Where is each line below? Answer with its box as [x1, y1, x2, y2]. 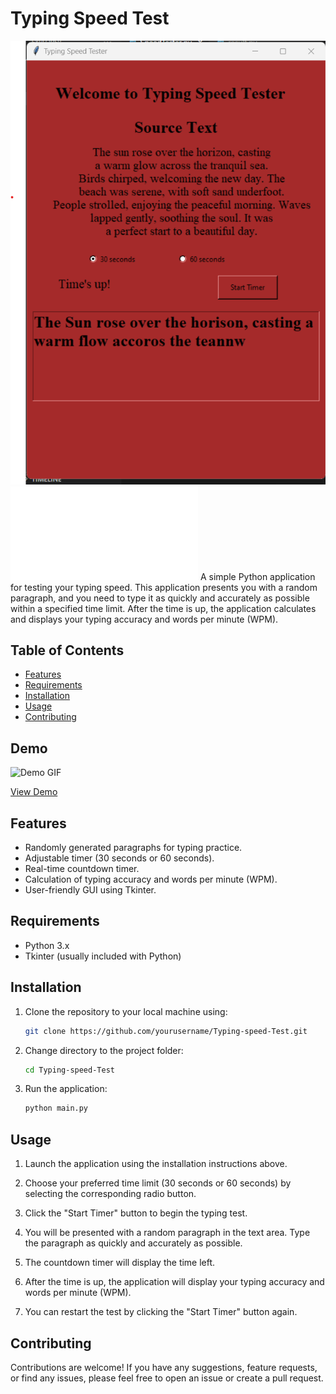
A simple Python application [199, 570, 316, 582]
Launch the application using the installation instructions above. [24, 1158, 288, 1170]
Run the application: [24, 1083, 108, 1095]
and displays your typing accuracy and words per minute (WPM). [10, 613, 279, 625]
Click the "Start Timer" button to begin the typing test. [24, 1207, 248, 1219]
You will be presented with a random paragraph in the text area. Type [24, 1227, 311, 1239]
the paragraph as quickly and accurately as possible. [24, 1237, 243, 1249]
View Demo [10, 786, 58, 798]
